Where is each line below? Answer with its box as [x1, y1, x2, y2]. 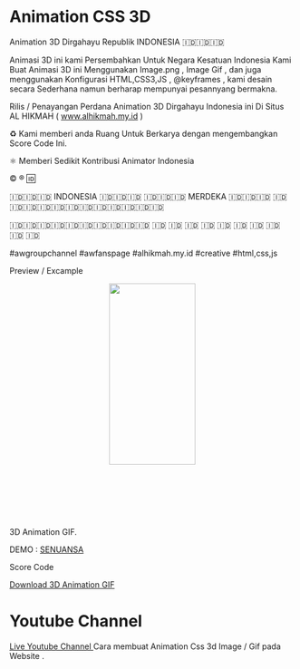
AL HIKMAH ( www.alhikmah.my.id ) [9, 111, 143, 121]
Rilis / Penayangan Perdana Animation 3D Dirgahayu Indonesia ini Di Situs [9, 101, 285, 111]
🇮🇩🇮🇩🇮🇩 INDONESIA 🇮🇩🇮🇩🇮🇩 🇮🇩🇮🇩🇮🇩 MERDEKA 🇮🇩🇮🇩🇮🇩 [9, 190, 272, 201]
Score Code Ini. [9, 138, 68, 149]
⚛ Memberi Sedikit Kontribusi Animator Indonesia [9, 155, 195, 166]
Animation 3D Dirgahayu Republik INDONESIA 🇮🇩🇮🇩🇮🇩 [9, 36, 225, 47]
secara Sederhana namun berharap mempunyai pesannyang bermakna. [9, 83, 278, 94]
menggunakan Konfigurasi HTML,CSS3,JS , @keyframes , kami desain [9, 73, 273, 84]
